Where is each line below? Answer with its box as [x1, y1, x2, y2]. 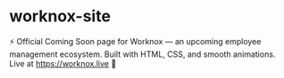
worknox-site [9, 6, 112, 27]
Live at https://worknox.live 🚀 [9, 58, 117, 68]
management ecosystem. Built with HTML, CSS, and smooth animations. [9, 49, 276, 59]
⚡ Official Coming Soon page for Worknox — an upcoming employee [9, 35, 262, 46]
